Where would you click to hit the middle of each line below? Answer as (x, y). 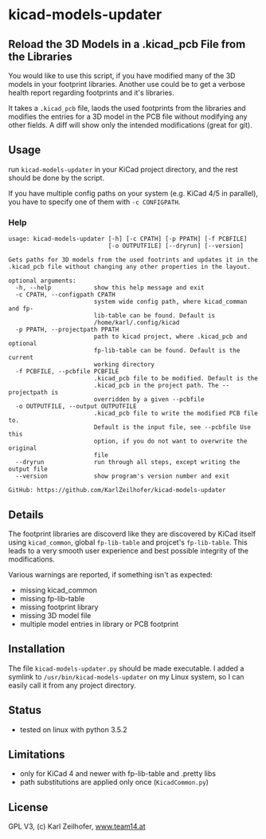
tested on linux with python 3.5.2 (73, 729)
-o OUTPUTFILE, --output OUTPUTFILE (76, 407)
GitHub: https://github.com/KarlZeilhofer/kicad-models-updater (117, 490)
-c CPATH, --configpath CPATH (65, 295)
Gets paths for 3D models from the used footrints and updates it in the (133, 260)
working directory (124, 364)
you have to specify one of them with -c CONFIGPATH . (94, 202)
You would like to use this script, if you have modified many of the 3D (122, 76)
